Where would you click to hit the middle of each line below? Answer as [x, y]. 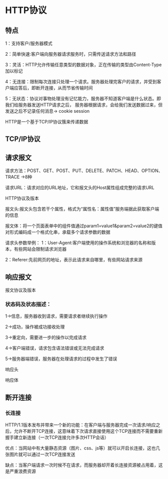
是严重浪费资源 [20, 471]
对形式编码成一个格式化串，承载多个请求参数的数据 [58, 232]
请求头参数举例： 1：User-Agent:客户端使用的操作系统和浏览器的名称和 [78, 243]
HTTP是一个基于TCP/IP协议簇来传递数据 [47, 122]
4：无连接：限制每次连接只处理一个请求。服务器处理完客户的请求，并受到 [81, 82]
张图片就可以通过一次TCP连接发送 [40, 454]
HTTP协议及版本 [22, 198]
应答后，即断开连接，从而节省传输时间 [53, 88]
